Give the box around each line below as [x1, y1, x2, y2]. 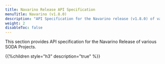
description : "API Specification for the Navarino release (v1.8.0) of [5, 16, 155, 21]
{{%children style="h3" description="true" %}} [5, 53, 101, 59]
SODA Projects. [5, 44, 36, 50]
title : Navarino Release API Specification [5, 7, 96, 12]
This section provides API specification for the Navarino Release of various [5, 39, 157, 44]
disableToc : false [5, 25, 43, 30]
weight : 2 [5, 21, 26, 26]
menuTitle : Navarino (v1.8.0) [5, 12, 67, 17]
